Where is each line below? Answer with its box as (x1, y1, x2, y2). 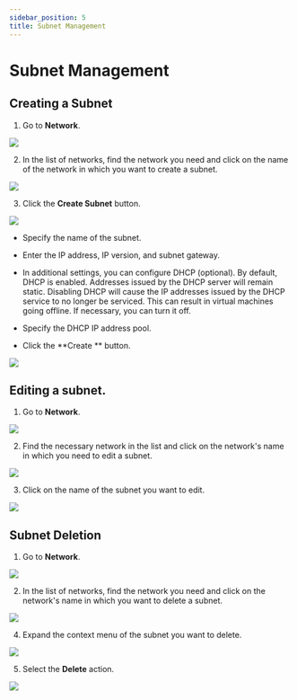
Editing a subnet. (9, 383, 106, 398)
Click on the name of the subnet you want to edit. (22, 484, 205, 495)
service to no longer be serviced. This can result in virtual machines (22, 296, 274, 306)
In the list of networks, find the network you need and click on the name (22, 154, 289, 164)
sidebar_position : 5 (9, 13, 87, 22)
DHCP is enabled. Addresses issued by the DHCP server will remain (22, 276, 274, 288)
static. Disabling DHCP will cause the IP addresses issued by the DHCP (22, 286, 285, 297)
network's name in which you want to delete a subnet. (22, 595, 223, 607)
